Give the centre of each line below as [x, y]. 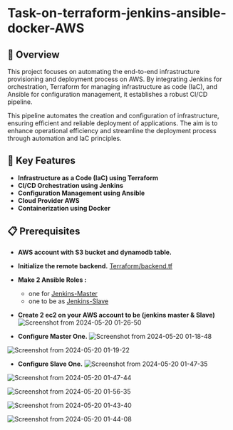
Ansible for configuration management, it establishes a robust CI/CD [108, 94]
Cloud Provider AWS [48, 200]
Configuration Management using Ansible [81, 193]
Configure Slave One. [50, 364]
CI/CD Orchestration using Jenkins [70, 185]
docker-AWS [46, 28]
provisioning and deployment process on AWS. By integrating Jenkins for [115, 79]
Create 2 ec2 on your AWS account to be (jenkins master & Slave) [116, 315]
